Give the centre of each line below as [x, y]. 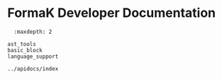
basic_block [25, 50]
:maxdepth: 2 [33, 32]
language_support [33, 56]
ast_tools [22, 44]
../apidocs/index [33, 68]
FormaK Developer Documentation [112, 13]
